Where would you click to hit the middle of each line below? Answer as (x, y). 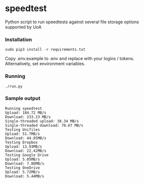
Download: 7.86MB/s (25, 163)
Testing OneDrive (23, 168)
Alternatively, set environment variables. (45, 64)
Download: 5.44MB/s (25, 176)
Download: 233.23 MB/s (28, 117)
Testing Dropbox (21, 142)
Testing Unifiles (23, 130)
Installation (19, 39)
